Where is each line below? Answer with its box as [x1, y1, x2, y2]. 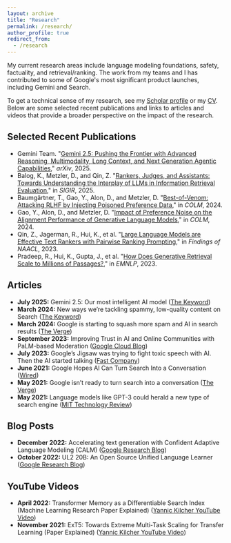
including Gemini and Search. [7, 83, 91, 91]
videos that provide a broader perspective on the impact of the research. [7, 111, 214, 119]
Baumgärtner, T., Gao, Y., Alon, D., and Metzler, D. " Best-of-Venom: [17, 193, 209, 201]
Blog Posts [7, 420, 54, 432]
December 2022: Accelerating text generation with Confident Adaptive [17, 439, 220, 447]
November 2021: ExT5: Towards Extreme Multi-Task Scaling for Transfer [17, 521, 224, 529]
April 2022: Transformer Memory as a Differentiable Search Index [17, 499, 205, 507]
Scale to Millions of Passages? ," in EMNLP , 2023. [17, 259, 157, 268]
